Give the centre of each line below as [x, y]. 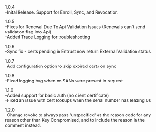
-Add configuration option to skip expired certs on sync [61, 66]
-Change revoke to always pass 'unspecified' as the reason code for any [78, 115]
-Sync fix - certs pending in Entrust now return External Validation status [78, 51]
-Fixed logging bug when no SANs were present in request [64, 81]
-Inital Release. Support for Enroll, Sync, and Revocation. [62, 12]
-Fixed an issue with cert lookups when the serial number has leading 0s [78, 100]
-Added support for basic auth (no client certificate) [57, 95]
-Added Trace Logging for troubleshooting [48, 37]
